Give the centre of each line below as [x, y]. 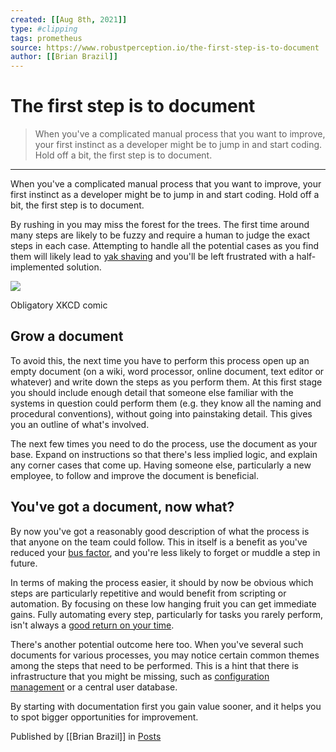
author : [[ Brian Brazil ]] [64, 57]
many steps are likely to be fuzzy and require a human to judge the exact [160, 235]
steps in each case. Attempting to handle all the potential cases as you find [165, 246]
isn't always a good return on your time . [92, 625]
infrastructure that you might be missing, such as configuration [140, 676]
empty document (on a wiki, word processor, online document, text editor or [167, 371]
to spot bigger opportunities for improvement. [104, 717]
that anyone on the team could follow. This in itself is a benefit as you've [159, 542]
